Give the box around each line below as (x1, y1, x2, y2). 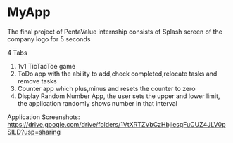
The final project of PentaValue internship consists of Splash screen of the (7, 27, 223, 36)
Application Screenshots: (7, 113, 80, 121)
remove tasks (17, 76, 58, 85)
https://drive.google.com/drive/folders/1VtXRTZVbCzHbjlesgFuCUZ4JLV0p (7, 120, 226, 128)
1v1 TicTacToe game (17, 62, 76, 70)
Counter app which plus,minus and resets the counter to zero (17, 84, 196, 93)
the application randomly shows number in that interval (17, 99, 178, 107)
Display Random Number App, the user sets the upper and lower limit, (17, 92, 220, 100)
